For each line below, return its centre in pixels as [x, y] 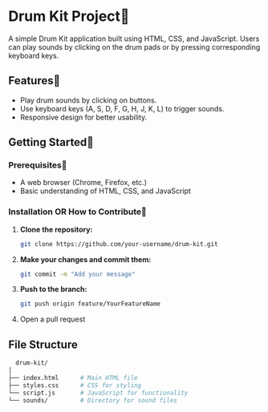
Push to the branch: [53, 289]
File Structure [43, 344]
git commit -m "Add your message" [77, 274]
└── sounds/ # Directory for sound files [93, 400]
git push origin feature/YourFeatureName [90, 304]
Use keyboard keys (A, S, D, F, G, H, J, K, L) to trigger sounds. [122, 108]
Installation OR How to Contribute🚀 [77, 212]
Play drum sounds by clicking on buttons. [88, 100]
